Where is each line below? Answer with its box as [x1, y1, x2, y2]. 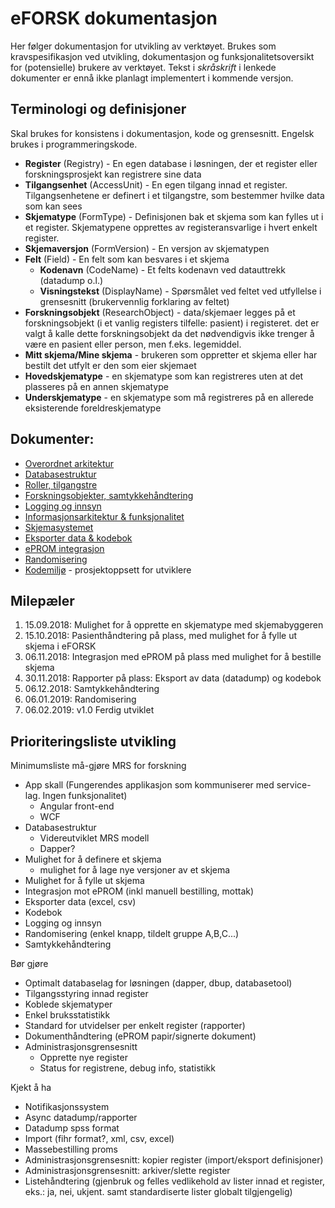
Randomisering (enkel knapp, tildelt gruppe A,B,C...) [24, 928, 240, 940]
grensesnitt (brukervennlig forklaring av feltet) [39, 295, 230, 307]
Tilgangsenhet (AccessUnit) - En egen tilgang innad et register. [24, 178, 288, 191]
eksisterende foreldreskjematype [24, 402, 162, 414]
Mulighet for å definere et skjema [24, 853, 162, 866]
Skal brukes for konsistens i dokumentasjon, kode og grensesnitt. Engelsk [10, 127, 315, 139]
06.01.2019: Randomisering [24, 693, 137, 706]
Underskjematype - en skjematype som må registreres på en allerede [24, 391, 315, 403]
